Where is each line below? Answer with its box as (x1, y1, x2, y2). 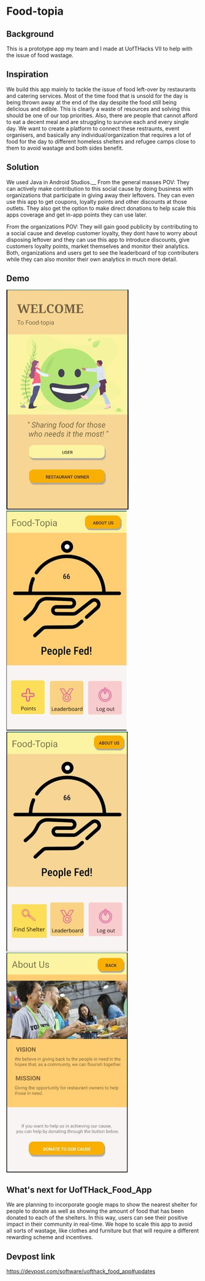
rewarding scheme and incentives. (6, 1234, 94, 1241)
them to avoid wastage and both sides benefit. (6, 144, 124, 152)
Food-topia (6, 4, 64, 18)
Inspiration (6, 69, 49, 80)
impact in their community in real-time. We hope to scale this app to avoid (6, 1220, 193, 1228)
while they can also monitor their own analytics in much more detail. (6, 255, 178, 263)
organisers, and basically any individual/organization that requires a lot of (6, 131, 192, 139)
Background (6, 29, 54, 39)
